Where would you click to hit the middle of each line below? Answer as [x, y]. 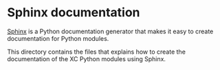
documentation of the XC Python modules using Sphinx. [87, 58]
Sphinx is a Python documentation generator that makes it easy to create [110, 31]
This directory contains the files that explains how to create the [96, 52]
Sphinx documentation [74, 13]
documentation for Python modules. [58, 38]
